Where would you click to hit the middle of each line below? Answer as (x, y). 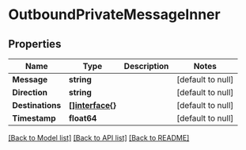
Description (146, 66)
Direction (30, 92)
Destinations (37, 105)
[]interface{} (93, 105)
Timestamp (34, 118)
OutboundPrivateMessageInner (114, 15)
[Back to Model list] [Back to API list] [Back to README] (99, 138)
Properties (35, 44)
